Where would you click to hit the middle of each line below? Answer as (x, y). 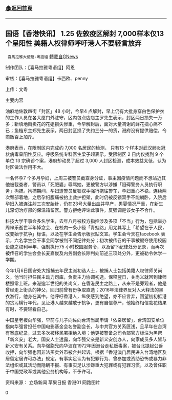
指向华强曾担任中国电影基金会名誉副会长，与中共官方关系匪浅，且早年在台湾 (86, 326)
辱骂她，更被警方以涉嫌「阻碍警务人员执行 (113, 185)
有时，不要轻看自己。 (28, 309)
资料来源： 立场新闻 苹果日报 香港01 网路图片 (53, 383)
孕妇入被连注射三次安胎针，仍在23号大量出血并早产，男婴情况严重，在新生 (84, 204)
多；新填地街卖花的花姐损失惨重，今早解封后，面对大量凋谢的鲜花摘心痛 (81, 124)
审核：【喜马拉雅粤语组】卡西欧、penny (47, 79)
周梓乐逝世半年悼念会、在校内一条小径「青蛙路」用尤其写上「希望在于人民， (86, 228)
